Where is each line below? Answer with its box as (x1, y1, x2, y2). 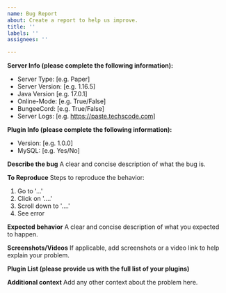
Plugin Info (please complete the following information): (7, 126, 172, 134)
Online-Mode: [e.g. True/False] (17, 97, 106, 105)
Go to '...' (17, 187, 43, 195)
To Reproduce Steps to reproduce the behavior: (7, 174, 145, 182)
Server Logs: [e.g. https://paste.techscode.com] (17, 112, 156, 121)
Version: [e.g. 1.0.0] (17, 139, 73, 147)
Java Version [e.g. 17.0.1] (17, 90, 88, 98)
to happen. (7, 230, 38, 239)
